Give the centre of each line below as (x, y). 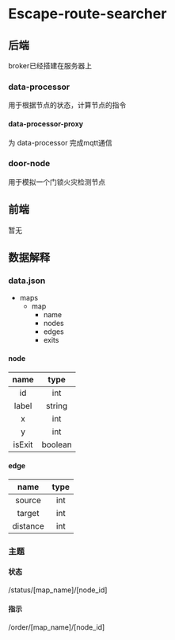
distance (29, 526)
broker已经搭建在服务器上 (50, 66)
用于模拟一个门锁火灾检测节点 (57, 182)
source (29, 500)
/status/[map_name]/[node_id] (58, 590)
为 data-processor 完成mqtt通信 (60, 142)
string (57, 405)
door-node (29, 164)
